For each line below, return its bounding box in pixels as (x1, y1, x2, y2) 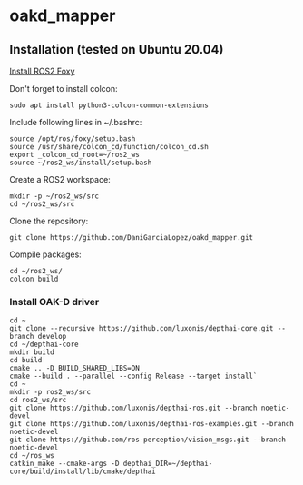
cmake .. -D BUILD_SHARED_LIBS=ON (9, 364, 141, 373)
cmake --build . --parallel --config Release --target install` (9, 371, 258, 381)
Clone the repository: (9, 215, 89, 226)
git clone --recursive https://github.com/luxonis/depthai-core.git (9, 324, 274, 333)
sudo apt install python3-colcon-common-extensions (9, 101, 209, 110)
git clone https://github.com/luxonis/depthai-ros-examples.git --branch (9, 420, 295, 429)
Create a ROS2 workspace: (9, 174, 111, 184)
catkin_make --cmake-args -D (9, 460, 120, 469)
